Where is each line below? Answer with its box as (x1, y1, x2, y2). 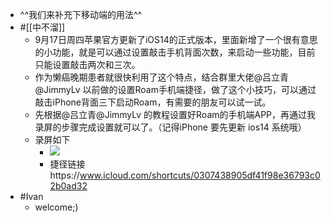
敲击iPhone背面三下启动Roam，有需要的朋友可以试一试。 (34, 96, 272, 108)
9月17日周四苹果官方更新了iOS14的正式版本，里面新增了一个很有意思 (34, 34, 318, 45)
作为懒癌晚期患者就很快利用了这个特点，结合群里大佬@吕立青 (34, 71, 290, 83)
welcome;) (34, 201, 79, 213)
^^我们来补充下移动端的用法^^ (19, 9, 143, 20)
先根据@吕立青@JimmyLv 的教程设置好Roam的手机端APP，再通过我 (34, 109, 317, 120)
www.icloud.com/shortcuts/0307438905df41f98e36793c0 (79, 169, 321, 181)
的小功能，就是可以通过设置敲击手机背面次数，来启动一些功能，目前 (34, 46, 316, 58)
